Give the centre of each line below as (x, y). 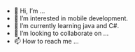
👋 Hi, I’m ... (29, 11)
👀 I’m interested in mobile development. (71, 18)
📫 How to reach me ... (46, 41)
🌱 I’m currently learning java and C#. (66, 26)
